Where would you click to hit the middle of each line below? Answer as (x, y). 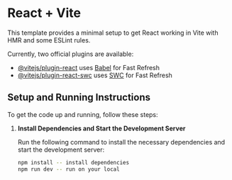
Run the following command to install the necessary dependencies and (121, 142)
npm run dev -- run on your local (68, 169)
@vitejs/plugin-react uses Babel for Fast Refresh (89, 67)
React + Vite (44, 13)
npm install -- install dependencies (73, 162)
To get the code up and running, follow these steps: (83, 114)
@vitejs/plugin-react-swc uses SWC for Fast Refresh (95, 75)
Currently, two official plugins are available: (71, 54)
